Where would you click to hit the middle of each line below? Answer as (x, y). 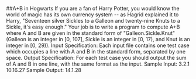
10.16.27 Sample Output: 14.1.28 (44, 70)
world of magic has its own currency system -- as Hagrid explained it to (92, 15)
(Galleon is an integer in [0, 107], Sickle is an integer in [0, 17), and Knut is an (98, 39)
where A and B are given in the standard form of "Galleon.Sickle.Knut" (91, 33)
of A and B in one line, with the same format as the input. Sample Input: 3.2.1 (98, 64)
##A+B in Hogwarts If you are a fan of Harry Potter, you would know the (93, 8)
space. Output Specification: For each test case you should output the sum (96, 58)
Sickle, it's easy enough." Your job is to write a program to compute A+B (93, 27)
